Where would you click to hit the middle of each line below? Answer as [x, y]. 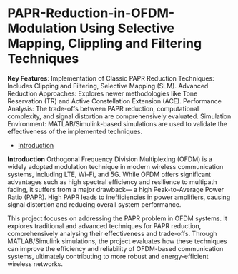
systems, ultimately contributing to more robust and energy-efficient [108, 256]
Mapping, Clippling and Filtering [105, 44]
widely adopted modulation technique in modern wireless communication [115, 166]
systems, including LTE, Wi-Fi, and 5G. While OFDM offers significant [109, 174]
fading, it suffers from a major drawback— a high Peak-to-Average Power [115, 189]
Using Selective [127, 28]
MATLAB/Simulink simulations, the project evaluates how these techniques [117, 241]
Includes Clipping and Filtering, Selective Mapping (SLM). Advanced [108, 86]
